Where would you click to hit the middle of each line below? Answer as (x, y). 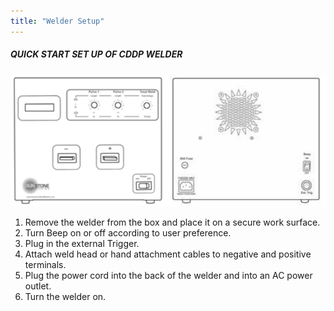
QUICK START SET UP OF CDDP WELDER (96, 54)
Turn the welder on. (65, 296)
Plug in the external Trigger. (82, 243)
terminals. (45, 264)
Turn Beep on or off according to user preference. (128, 232)
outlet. (38, 286)
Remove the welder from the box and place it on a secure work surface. (172, 222)
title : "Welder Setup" (57, 21)
